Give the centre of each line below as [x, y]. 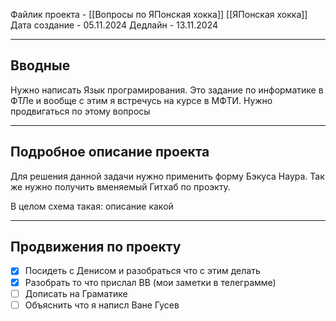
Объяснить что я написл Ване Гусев [102, 305]
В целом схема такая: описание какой [92, 206]
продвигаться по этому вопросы [80, 111]
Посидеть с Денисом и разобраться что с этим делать [142, 271]
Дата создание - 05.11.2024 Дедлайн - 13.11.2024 [114, 25]
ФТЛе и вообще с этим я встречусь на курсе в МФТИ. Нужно [141, 100]
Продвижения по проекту [96, 247]
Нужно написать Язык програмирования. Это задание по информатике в [167, 90]
